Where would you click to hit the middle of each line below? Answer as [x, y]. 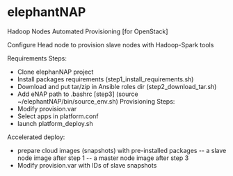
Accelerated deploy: [36, 137]
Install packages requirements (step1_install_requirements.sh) [105, 79]
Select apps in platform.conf [58, 116]
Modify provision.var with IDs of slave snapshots [87, 165]
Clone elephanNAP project [55, 72]
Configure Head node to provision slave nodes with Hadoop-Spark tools [111, 45]
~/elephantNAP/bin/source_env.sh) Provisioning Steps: [96, 101]
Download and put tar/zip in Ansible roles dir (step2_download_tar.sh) [117, 86]
